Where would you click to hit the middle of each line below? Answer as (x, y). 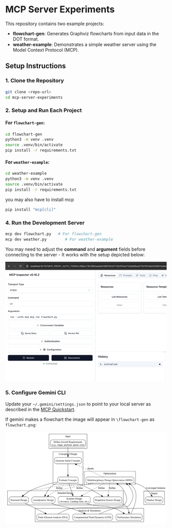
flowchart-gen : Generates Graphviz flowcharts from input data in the (86, 33)
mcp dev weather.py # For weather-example (59, 239)
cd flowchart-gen (24, 134)
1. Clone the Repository (35, 80)
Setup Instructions (36, 66)
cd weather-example (26, 174)
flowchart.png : (21, 424)
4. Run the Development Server (45, 222)
